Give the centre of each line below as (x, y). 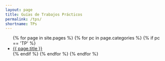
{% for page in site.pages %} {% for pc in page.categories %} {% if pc (86, 38)
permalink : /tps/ (24, 19)
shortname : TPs (21, 24)
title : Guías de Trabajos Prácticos (44, 14)
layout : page (19, 10)
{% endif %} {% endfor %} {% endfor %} (55, 54)
